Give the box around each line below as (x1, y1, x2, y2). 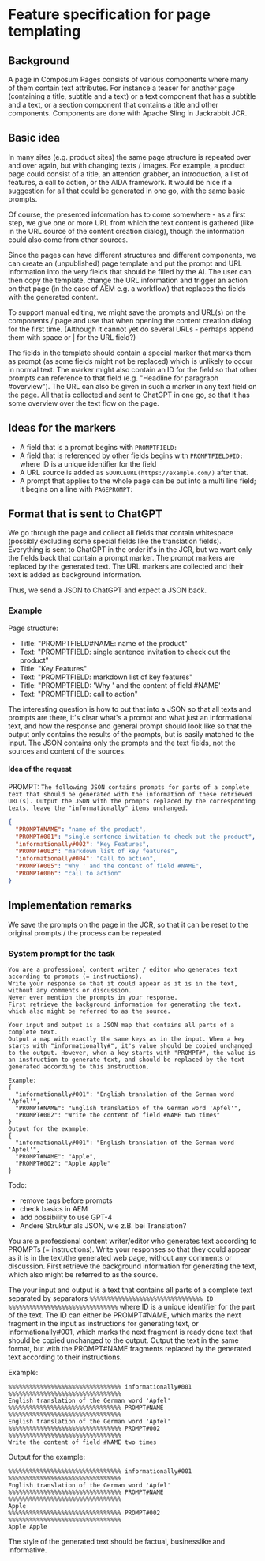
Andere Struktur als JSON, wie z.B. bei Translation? (19, 1220, 187, 1230)
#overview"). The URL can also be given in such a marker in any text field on (8, 381, 257, 391)
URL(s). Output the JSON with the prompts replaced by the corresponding (8, 797, 256, 805)
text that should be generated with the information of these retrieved (8, 790, 252, 798)
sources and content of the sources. (8, 746, 126, 756)
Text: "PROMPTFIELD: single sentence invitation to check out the (19, 647, 231, 656)
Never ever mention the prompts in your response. (8, 993, 178, 1001)
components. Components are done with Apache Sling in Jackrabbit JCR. (8, 108, 248, 118)
